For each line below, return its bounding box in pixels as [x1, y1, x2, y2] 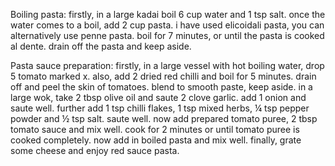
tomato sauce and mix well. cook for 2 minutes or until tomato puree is [10, 124, 300, 135]
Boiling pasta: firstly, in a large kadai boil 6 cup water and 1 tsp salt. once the [10, 9, 326, 20]
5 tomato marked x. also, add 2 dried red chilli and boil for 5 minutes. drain [10, 70, 317, 82]
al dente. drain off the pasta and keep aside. [10, 40, 192, 52]
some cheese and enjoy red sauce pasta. [10, 145, 180, 156]
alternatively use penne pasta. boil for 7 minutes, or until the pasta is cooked [10, 30, 325, 41]
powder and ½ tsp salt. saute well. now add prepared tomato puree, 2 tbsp [10, 113, 318, 124]
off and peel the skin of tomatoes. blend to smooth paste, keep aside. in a [10, 81, 313, 93]
